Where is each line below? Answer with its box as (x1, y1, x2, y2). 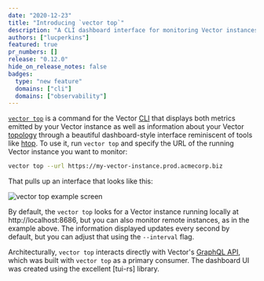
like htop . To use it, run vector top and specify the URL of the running (8, 139, 234, 148)
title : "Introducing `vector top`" (8, 19, 125, 27)
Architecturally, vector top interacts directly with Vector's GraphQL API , (8, 247, 241, 257)
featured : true (8, 41, 58, 49)
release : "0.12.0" (8, 56, 68, 64)
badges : (8, 70, 34, 78)
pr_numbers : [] (8, 48, 58, 56)
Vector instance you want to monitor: (8, 147, 128, 157)
